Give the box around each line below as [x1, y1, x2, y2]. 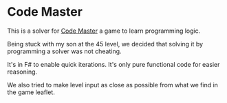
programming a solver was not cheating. [7, 47, 122, 55]
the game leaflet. [7, 88, 55, 96]
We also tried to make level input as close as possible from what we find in [7, 80, 219, 89]
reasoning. [7, 68, 38, 76]
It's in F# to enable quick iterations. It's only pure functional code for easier [7, 60, 220, 68]
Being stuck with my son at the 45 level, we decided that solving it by [7, 40, 204, 48]
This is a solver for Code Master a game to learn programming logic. [7, 27, 201, 35]
